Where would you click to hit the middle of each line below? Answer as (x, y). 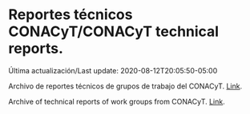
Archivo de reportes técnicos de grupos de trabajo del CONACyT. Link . (125, 86)
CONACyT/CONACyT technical (113, 31)
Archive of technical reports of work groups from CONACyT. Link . (117, 101)
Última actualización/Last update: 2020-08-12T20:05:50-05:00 (113, 70)
